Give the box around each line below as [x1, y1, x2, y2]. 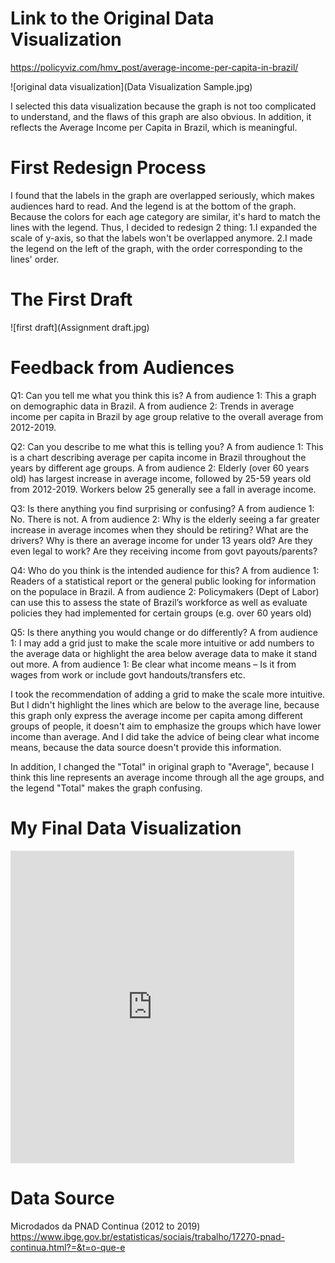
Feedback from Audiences [10, 357, 235, 379]
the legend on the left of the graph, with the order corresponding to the [10, 242, 303, 254]
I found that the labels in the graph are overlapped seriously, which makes [10, 189, 315, 201]
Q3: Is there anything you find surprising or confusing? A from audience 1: [10, 502, 315, 514]
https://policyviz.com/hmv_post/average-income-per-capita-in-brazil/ [10, 61, 299, 73]
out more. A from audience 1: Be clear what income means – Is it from [10, 658, 297, 670]
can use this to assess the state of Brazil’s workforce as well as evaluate [10, 596, 308, 608]
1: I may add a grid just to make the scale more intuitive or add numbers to [10, 637, 315, 649]
